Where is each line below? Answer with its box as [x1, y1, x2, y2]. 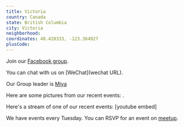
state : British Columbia [6, 19, 67, 25]
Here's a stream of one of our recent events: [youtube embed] [6, 103, 157, 110]
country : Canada [6, 14, 46, 20]
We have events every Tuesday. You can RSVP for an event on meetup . [6, 114, 179, 121]
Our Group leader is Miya [6, 80, 67, 87]
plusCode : [6, 42, 31, 48]
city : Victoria [6, 25, 44, 31]
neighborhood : [6, 31, 41, 36]
